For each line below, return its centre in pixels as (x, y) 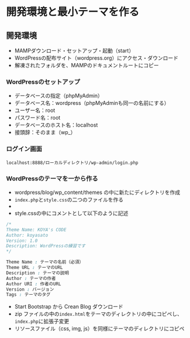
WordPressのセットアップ (43, 81)
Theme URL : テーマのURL (34, 268)
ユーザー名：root (35, 110)
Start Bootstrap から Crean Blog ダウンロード (69, 307)
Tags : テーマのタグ (28, 295)
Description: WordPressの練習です (46, 246)
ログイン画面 (24, 149)
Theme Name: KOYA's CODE (36, 230)
